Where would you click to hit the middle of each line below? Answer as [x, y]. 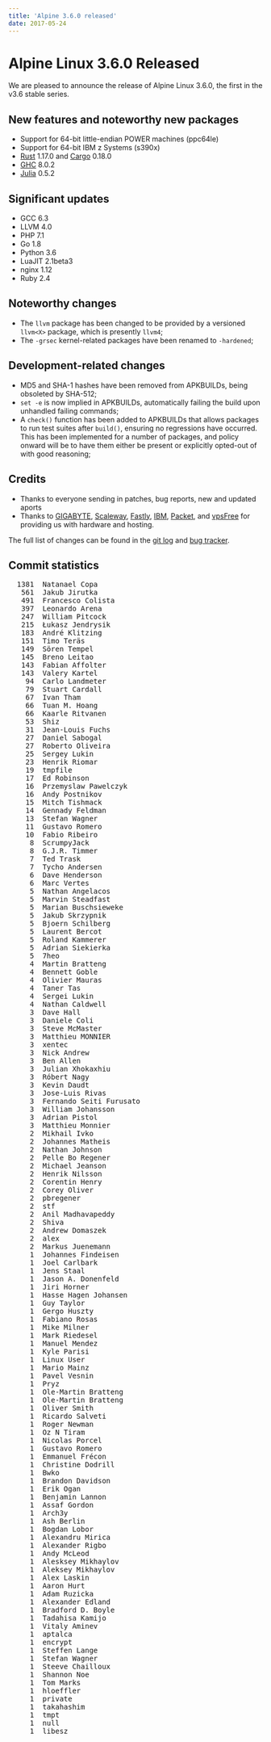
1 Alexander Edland [70, 1602]
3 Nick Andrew [60, 1053]
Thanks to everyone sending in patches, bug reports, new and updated [138, 498]
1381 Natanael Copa [57, 585]
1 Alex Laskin [60, 1578]
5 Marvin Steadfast [70, 900]
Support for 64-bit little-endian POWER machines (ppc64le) [119, 139]
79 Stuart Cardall [64, 690]
